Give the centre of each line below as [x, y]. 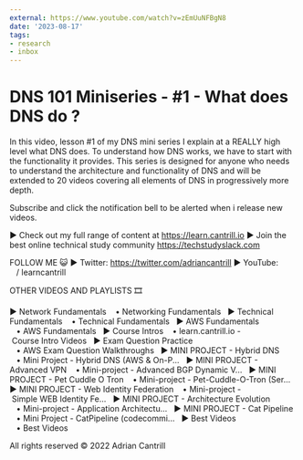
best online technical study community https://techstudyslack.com [135, 245]
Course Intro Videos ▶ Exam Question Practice [102, 341]
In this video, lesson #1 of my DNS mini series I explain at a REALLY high [145, 141]
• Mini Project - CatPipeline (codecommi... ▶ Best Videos [126, 418]
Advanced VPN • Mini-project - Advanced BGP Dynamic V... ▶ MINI [143, 370]
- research [30, 43]
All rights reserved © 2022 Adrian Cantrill [88, 446]
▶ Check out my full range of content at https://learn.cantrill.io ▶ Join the [148, 235]
